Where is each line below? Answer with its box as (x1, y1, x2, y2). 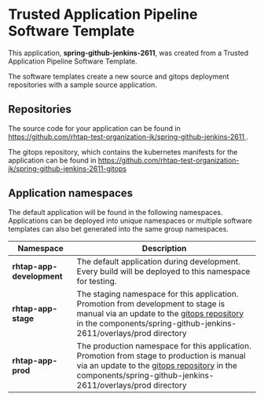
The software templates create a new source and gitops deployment (8, 71, 229, 81)
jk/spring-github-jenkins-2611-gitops (8, 163, 127, 173)
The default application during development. (76, 256, 241, 267)
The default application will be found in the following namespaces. (8, 207, 223, 217)
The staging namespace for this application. (76, 288, 239, 299)
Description (141, 242, 187, 253)
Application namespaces (8, 187, 134, 200)
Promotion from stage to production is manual (76, 350, 246, 361)
